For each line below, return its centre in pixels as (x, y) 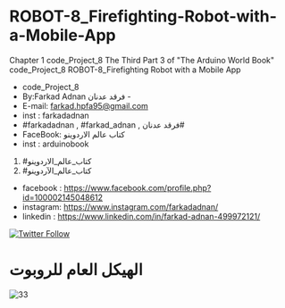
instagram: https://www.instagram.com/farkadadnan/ (120, 206)
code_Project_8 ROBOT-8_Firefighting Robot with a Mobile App (125, 70)
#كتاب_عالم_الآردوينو (57, 171)
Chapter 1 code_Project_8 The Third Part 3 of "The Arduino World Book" (142, 60)
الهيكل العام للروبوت (76, 270)
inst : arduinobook (55, 144)
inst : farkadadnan (55, 115)
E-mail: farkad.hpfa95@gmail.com (85, 105)
